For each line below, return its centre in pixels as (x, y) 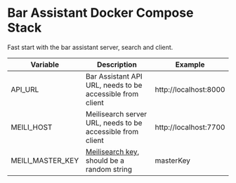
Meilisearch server (116, 114)
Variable (45, 65)
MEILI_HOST (32, 127)
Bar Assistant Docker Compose (100, 13)
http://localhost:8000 (190, 89)
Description (117, 65)
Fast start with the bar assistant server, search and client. (90, 47)
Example (190, 65)
